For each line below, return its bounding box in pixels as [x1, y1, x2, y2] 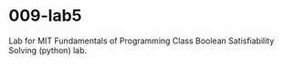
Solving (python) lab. [8, 44, 88, 55]
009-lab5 [8, 5, 82, 26]
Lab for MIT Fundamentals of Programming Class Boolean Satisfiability [8, 35, 275, 46]
